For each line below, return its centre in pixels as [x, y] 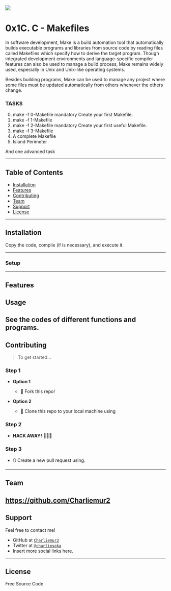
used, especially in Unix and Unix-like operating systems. [65, 69]
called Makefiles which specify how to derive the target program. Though [82, 53]
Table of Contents [34, 172]
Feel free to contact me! [30, 530]
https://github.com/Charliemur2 [58, 500]
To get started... [35, 357]
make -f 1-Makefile [32, 120]
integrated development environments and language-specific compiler [79, 59]
